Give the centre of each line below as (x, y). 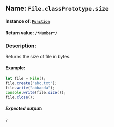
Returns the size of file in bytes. (38, 56)
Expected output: (24, 109)
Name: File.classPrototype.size (57, 8)
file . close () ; (20, 97)
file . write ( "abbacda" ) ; (30, 88)
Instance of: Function (28, 21)
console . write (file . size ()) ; (36, 92)
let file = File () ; (26, 79)
